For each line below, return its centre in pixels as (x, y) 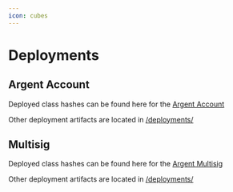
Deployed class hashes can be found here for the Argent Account (116, 104)
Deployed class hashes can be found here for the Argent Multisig (115, 164)
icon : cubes (28, 16)
